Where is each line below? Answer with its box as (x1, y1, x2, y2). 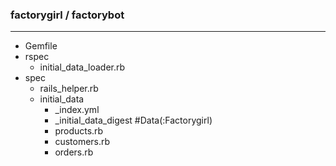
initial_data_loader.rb (39, 61, 126, 73)
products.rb (54, 125, 104, 137)
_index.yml (54, 104, 100, 116)
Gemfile (24, 40, 58, 52)
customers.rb (54, 136, 111, 148)
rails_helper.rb (39, 83, 99, 95)
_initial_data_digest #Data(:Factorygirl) (54, 114, 213, 127)
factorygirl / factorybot (10, 8, 125, 22)
